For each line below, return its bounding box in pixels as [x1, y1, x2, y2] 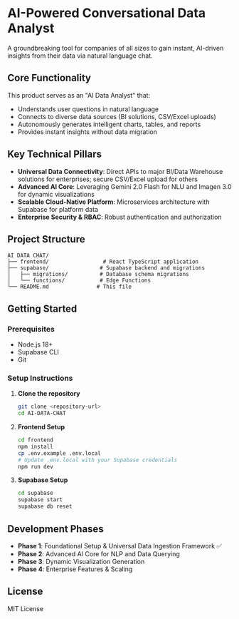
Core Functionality [7, 72, 91, 84]
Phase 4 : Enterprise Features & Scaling [17, 565, 133, 573]
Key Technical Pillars [7, 148, 102, 160]
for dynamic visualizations [17, 190, 95, 198]
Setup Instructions [7, 373, 73, 383]
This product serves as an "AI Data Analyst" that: [7, 91, 151, 99]
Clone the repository [17, 389, 80, 398]
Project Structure [7, 233, 85, 245]
